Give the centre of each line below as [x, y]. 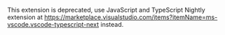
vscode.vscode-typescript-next [53, 24]
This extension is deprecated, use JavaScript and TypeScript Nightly [106, 10]
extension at [25, 17]
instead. [112, 24]
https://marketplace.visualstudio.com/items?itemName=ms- [131, 17]
